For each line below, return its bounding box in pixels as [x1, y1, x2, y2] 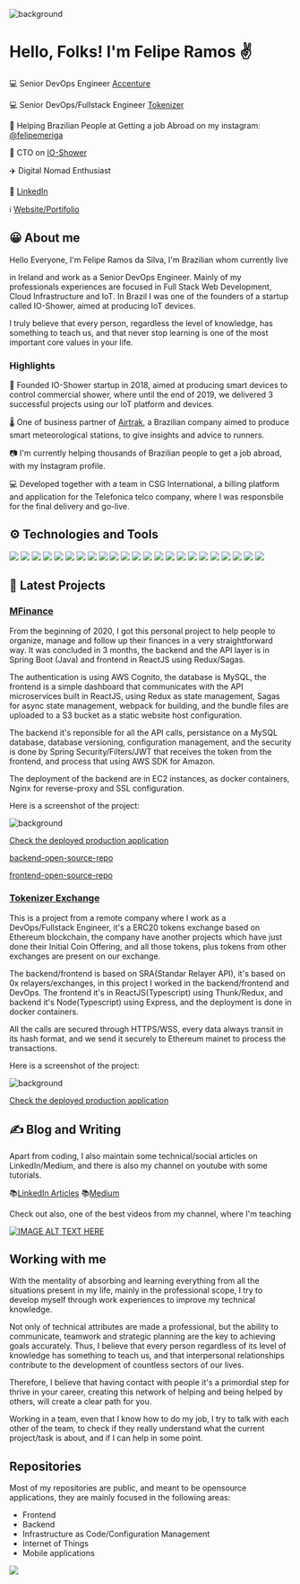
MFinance [9, 605, 54, 617]
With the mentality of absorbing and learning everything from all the [9, 1276, 260, 1287]
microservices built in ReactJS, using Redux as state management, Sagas [9, 690, 280, 701]
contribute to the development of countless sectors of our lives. [9, 1359, 244, 1370]
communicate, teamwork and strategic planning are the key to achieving [9, 1331, 276, 1342]
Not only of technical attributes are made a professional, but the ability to [9, 1322, 279, 1332]
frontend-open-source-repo [9, 870, 114, 880]
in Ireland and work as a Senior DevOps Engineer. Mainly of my [9, 271, 242, 282]
